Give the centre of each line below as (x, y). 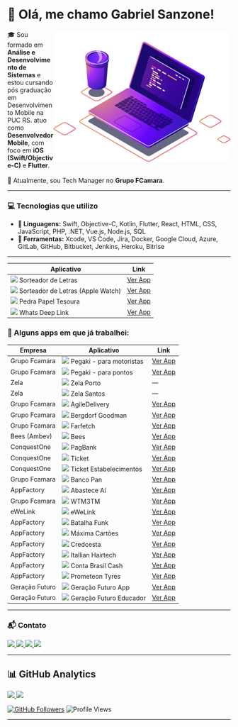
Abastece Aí (88, 490)
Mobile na (29, 112)
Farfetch (83, 426)
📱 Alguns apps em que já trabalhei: (68, 333)
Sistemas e (24, 74)
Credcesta (86, 544)
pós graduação (29, 90)
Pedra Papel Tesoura (49, 301)
